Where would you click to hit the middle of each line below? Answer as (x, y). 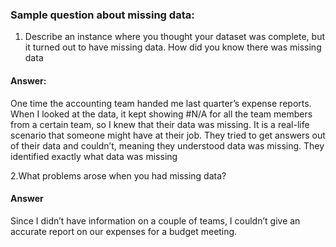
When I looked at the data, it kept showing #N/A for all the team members (161, 114)
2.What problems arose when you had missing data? (118, 175)
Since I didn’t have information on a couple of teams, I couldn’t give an (155, 220)
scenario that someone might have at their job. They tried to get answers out (168, 135)
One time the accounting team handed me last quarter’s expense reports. (161, 103)
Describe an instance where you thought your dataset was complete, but (174, 37)
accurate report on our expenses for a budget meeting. (124, 231)
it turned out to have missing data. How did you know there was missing (173, 47)
